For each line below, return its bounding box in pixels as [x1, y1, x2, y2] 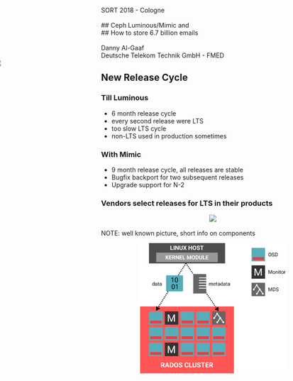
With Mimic [101, 149, 142, 159]
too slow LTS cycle [111, 124, 167, 133]
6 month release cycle [111, 109, 177, 118]
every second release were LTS [111, 116, 204, 125]
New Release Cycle [101, 72, 188, 84]
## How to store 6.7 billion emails [101, 28, 199, 37]
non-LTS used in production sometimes [111, 131, 227, 140]
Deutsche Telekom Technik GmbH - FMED [101, 51, 225, 60]
